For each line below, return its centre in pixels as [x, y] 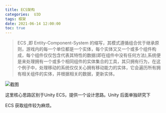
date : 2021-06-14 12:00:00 [33, 24]
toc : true [15, 28]
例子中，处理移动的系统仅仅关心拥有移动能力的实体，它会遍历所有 [89, 68]
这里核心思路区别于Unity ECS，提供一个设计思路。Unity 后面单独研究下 [78, 95]
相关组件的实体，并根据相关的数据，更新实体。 [69, 74]
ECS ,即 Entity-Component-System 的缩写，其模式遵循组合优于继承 [86, 43]
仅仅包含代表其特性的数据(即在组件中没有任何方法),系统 [100, 56]
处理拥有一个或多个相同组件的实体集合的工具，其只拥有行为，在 [91, 61]
